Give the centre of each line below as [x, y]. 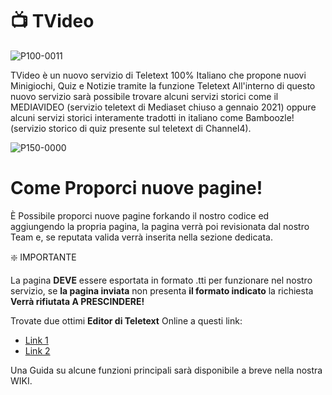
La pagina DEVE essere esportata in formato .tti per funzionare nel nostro [161, 280]
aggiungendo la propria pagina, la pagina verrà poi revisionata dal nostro [160, 226]
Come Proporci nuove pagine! [136, 188]
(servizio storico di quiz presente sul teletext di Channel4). [131, 128]
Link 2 [37, 350]
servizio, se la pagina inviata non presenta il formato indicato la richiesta [162, 290]
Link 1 [36, 340]
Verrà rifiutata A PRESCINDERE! [77, 301]
